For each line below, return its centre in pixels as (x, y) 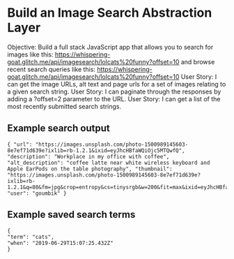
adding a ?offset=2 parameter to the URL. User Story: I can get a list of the (114, 98)
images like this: (30, 54)
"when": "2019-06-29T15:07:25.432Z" (60, 243)
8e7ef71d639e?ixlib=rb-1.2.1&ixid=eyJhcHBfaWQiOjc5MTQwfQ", (96, 150)
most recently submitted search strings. (64, 106)
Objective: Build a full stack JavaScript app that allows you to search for (110, 47)
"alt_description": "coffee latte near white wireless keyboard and (109, 163)
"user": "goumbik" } (37, 193)
